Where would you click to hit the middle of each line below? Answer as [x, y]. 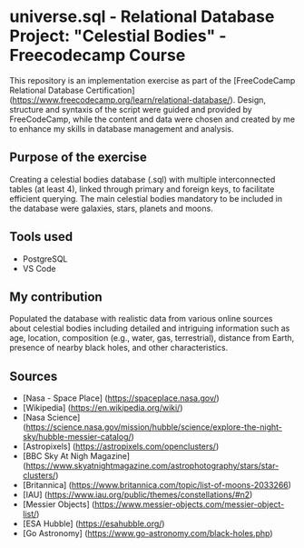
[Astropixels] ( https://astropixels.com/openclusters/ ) [121, 446]
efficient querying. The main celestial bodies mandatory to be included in [146, 198]
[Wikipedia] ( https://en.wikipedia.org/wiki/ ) [103, 408]
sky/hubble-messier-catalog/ [77, 437]
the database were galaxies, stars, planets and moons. [111, 208]
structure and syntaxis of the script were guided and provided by [131, 109]
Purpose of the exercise [78, 158]
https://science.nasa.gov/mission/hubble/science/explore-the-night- [154, 427]
